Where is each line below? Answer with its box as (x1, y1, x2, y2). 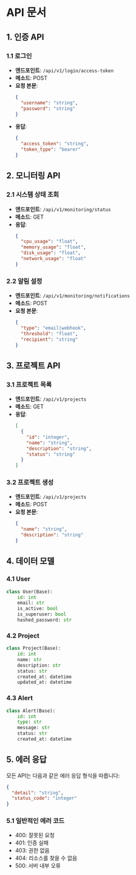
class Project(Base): (6, 645, 61, 652)
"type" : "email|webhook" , (21, 325, 86, 331)
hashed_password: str (17, 617, 72, 623)
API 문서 (6, 5, 47, 20)
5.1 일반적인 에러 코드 (6, 816, 65, 825)
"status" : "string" (26, 451, 76, 457)
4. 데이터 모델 (6, 556, 55, 567)
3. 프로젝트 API (6, 360, 61, 371)
